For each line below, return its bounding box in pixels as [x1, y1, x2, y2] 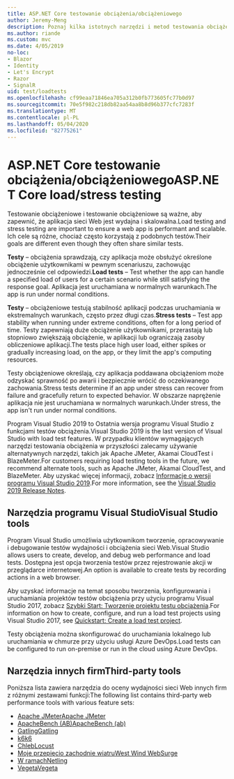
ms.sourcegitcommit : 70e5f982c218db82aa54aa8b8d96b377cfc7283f [7, 101, 195, 108]
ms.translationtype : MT [7, 107, 77, 114]
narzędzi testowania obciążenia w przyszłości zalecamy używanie [7, 442, 197, 450]
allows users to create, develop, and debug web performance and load [7, 551, 211, 559]
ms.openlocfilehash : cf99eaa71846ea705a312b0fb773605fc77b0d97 [7, 95, 195, 102]
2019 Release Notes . [7, 487, 66, 495]
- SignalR [7, 82, 36, 89]
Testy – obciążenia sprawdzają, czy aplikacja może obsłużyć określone [7, 253, 212, 262]
